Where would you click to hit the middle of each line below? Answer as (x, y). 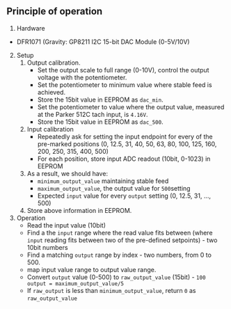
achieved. (51, 92)
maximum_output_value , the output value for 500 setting (114, 188)
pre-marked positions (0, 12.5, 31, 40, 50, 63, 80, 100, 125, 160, (127, 144)
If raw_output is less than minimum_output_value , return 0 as (111, 290)
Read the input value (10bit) (66, 225)
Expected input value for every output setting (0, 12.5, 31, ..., (124, 196)
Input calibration (50, 129)
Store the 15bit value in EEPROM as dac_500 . (101, 122)
